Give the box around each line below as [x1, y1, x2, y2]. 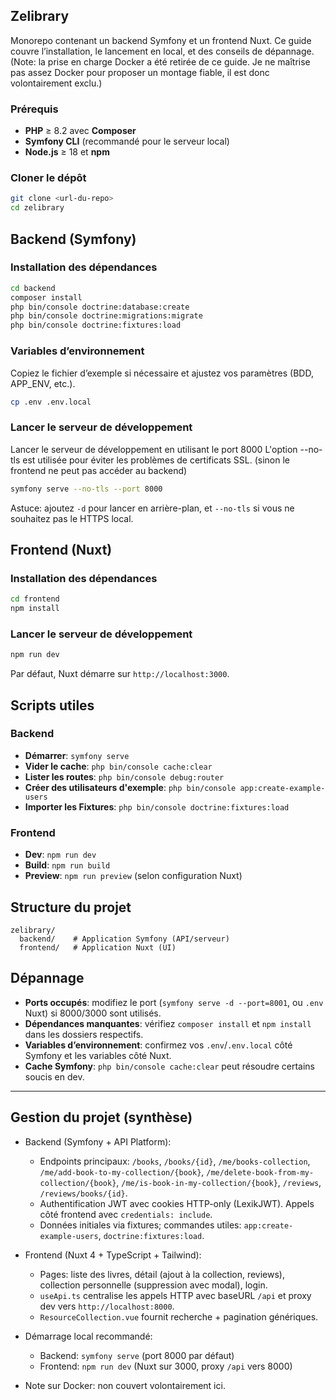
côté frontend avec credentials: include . [39, 1208, 213, 1220]
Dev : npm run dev [24, 849, 97, 861]
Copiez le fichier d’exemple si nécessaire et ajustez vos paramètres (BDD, [10, 367, 314, 379]
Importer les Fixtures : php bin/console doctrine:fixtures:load [24, 800, 290, 813]
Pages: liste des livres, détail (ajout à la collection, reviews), [39, 1268, 286, 1280]
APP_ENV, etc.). [10, 377, 76, 389]
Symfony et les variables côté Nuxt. [24, 1049, 172, 1061]
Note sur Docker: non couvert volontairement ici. [24, 1379, 226, 1391]
